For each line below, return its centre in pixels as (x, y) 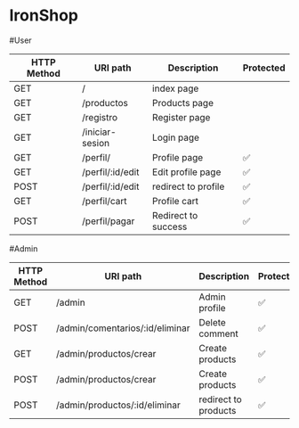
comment (218, 333)
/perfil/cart (104, 201)
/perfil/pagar (108, 221)
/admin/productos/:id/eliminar (118, 405)
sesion (95, 143)
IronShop (44, 16)
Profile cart (175, 201)
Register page (182, 117)
